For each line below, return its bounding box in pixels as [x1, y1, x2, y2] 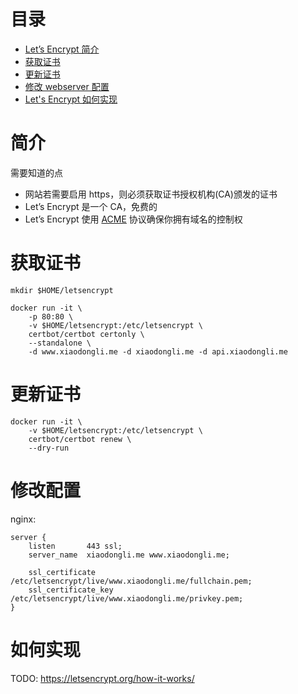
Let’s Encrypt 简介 [24, 43, 100, 55]
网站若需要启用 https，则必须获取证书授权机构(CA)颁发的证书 [24, 188, 278, 200]
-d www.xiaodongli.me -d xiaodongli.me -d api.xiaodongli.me [28, 346, 288, 357]
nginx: [10, 513, 37, 525]
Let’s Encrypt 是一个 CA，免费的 [24, 200, 158, 212]
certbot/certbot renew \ [28, 434, 132, 444]
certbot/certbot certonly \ [28, 329, 145, 339]
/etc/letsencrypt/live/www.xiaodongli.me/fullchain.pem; [10, 576, 253, 586]
